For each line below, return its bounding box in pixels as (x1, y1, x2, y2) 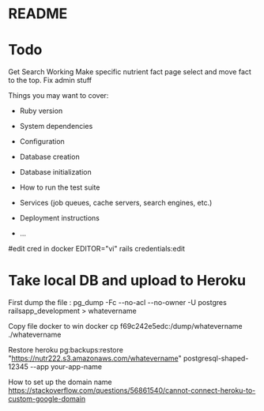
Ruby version (19, 106, 63, 115)
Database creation (19, 152, 81, 162)
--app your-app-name (30, 362, 103, 371)
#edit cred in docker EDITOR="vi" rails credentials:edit (8, 244, 186, 254)
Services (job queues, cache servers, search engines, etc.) (19, 198, 213, 208)
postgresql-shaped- (183, 353, 249, 364)
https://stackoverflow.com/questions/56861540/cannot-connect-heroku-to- (8, 386, 256, 395)
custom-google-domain (8, 394, 85, 404)
